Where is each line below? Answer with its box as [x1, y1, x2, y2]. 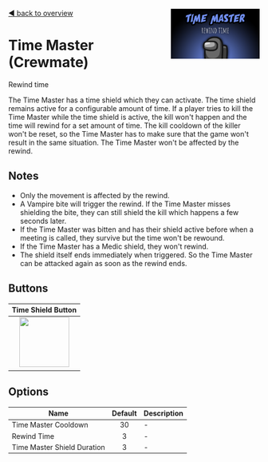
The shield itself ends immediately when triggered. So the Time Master [19, 249, 253, 260]
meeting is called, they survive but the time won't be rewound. [19, 233, 225, 242]
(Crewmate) [8, 54, 89, 72]
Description [143, 408, 183, 418]
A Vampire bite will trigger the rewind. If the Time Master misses [19, 199, 231, 209]
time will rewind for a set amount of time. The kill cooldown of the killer [8, 121, 241, 130]
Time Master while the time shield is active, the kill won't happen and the [8, 112, 247, 121]
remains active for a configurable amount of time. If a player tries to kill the [8, 103, 254, 113]
